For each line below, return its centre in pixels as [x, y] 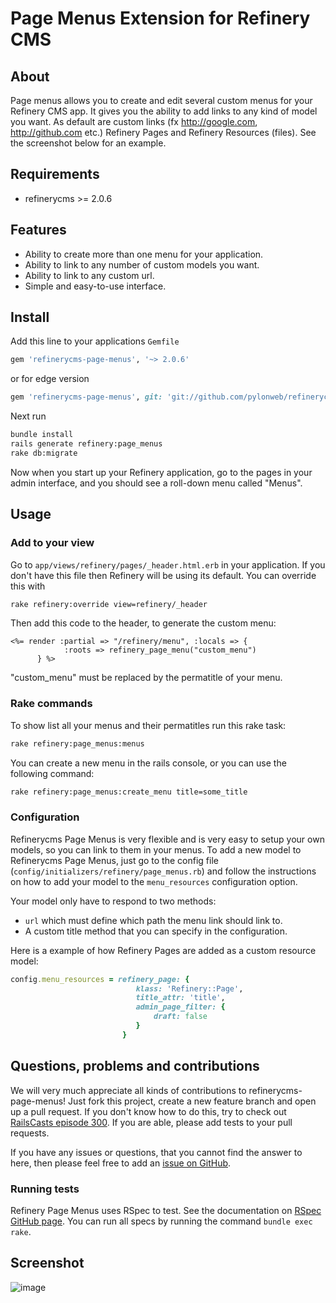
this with [28, 586]
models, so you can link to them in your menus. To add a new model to [156, 849]
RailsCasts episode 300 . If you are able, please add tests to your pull [151, 1122]
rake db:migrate [44, 453]
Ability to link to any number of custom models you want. [142, 264]
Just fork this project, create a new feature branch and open [192, 1101]
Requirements [55, 174]
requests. [30, 1133]
